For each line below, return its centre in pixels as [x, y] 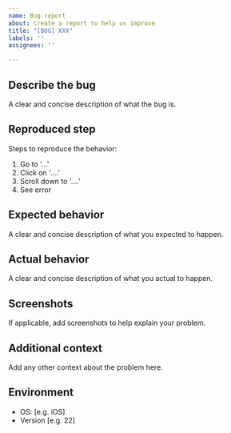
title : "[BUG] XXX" [41, 30]
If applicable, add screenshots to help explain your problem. [107, 323]
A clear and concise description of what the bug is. [92, 104]
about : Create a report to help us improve [82, 23]
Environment [41, 393]
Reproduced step [52, 129]
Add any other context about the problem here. [86, 367]
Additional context [55, 348]
